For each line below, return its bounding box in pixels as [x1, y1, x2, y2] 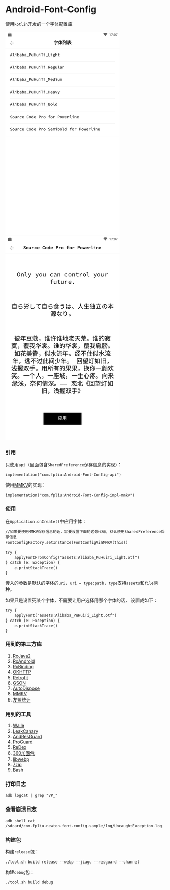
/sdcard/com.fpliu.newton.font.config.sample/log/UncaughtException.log [5, 823, 162, 828]
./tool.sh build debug [5, 880, 53, 885]
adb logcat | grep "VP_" [5, 793, 58, 798]
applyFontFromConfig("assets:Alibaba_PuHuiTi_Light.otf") [14, 555, 140, 560]
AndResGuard [12, 734, 42, 740]
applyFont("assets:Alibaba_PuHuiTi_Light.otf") [14, 613, 117, 618]
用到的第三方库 [5, 641, 42, 648]
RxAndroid [12, 658, 35, 664]
